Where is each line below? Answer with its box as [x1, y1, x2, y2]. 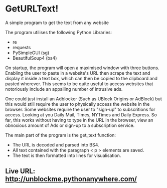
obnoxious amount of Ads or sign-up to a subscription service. [5, 122, 135, 128]
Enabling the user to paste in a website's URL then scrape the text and [5, 70, 150, 76]
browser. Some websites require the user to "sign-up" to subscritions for [5, 106, 155, 112]
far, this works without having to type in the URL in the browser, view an [5, 117, 154, 123]
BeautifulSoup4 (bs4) [12, 55, 57, 61]
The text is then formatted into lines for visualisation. [12, 152, 121, 158]
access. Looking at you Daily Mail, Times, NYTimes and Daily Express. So [5, 111, 157, 118]
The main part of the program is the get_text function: [5, 132, 116, 138]
